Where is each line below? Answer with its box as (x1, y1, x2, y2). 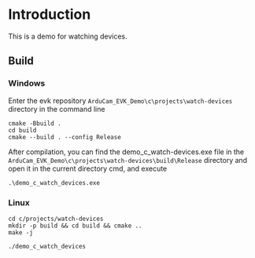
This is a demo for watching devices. (8, 31, 128, 41)
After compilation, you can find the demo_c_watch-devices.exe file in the (8, 147, 245, 157)
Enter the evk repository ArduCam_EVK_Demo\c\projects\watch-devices (8, 96, 233, 105)
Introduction (8, 6, 91, 24)
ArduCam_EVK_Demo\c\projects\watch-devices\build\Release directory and (8, 155, 248, 164)
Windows (8, 78, 46, 89)
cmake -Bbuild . (8, 120, 61, 127)
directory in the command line (8, 104, 105, 113)
